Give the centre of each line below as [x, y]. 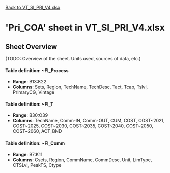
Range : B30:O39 [30, 115]
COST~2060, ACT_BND [37, 131]
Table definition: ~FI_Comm [35, 143]
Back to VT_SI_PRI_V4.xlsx [33, 7]
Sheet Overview [31, 46]
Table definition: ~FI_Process [37, 70]
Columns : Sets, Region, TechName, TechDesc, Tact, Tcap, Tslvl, [80, 87]
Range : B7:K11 [27, 154]
